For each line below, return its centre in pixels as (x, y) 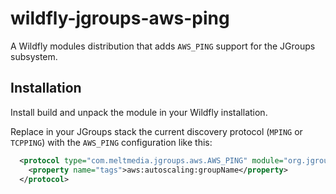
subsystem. (34, 56)
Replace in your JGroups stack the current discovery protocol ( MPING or (156, 131)
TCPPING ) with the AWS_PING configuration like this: (111, 142)
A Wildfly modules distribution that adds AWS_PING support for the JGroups (163, 46)
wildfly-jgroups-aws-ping (120, 18)
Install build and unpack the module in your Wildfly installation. (139, 112)
